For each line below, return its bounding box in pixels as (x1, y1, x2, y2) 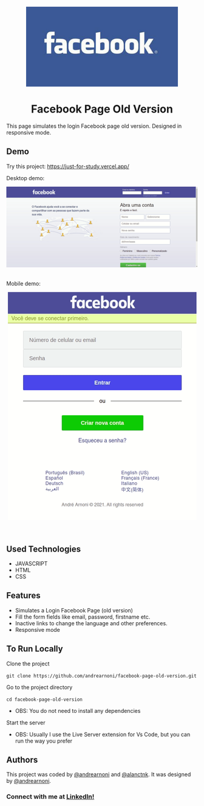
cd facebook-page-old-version (6, 696, 83, 703)
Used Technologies (6, 544, 81, 554)
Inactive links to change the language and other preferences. (15, 619, 168, 627)
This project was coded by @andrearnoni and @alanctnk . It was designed (6, 771, 191, 778)
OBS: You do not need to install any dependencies (15, 707, 141, 714)
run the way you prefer (15, 737, 73, 745)
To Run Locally (6, 643, 63, 654)
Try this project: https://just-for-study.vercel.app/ (6, 163, 129, 170)
